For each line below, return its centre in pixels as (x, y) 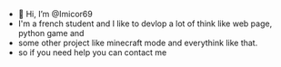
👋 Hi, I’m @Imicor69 (55, 14)
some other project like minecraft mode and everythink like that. (138, 43)
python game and (51, 33)
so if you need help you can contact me (92, 53)
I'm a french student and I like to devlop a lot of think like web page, (145, 24)
